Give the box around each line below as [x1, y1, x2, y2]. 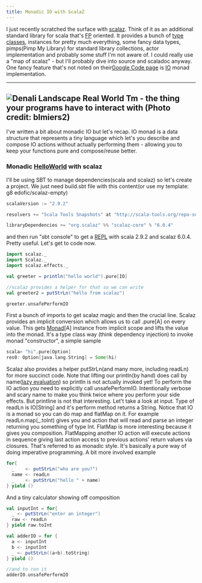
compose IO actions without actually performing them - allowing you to [6, 141, 182, 148]
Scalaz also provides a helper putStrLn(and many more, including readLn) [6, 365, 189, 373]
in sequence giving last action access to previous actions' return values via [6, 436, 192, 443]
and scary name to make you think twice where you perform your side [6, 391, 180, 399]
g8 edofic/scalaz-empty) [6, 189, 68, 196]
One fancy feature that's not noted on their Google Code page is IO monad [6, 64, 190, 71]
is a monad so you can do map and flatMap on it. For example [6, 411, 159, 418]
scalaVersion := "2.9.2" [6, 200, 69, 207]
